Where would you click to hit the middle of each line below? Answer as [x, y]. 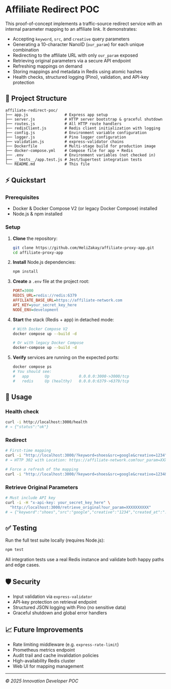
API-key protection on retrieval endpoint [55, 602]
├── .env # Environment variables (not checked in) [81, 155]
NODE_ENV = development [35, 310]
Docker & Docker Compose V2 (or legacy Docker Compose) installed [85, 209]
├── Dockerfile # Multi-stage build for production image [81, 146]
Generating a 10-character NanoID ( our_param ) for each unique [78, 44]
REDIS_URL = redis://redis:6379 [45, 296]
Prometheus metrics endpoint [44, 650]
